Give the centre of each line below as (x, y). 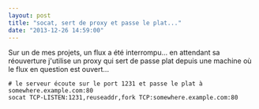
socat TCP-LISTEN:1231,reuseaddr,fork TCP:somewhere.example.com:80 (123, 98)
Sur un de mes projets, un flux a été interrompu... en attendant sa (114, 53)
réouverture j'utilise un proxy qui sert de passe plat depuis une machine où (130, 61)
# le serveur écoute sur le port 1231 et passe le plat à (105, 84)
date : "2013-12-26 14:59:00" (56, 30)
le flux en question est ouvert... (58, 70)
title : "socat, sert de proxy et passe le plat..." (95, 23)
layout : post (30, 15)
